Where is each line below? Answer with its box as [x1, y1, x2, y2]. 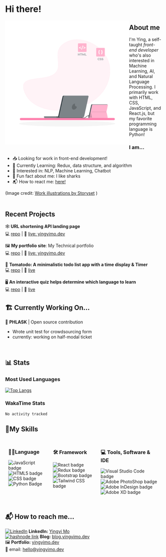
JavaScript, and [129, 105, 161, 111]
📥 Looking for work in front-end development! [12, 156, 108, 161]
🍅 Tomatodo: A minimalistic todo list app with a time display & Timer [5, 262, 148, 268]
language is [129, 126, 153, 132]
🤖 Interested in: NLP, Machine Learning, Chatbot [12, 168, 111, 174]
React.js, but [129, 110, 155, 116]
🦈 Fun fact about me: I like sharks [12, 173, 81, 179]
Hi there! [5, 3, 42, 15]
